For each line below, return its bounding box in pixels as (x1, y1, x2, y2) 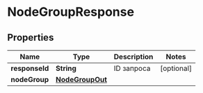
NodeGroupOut (55, 75, 108, 84)
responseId (10, 63, 49, 73)
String (55, 63, 76, 73)
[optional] (159, 63, 193, 73)
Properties (7, 32, 54, 43)
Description (113, 52, 154, 61)
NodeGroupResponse (7, 4, 134, 20)
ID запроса (113, 63, 151, 73)
